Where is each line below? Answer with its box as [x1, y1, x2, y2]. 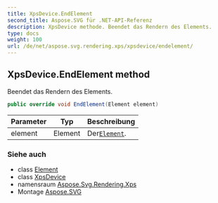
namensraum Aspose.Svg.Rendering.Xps [17, 180, 137, 188]
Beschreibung [86, 116, 136, 126]
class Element [17, 165, 58, 174]
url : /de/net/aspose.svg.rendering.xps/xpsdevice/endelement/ [7, 43, 193, 50]
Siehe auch [7, 149, 47, 159]
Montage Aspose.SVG [17, 187, 82, 196]
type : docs [7, 29, 39, 37]
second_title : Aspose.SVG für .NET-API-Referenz [7, 17, 153, 24]
